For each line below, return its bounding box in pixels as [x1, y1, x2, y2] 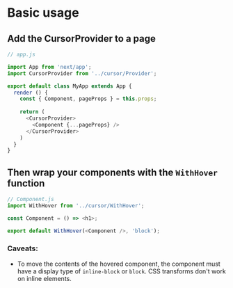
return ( [19, 109, 45, 115]
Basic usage [7, 5, 79, 21]
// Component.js [7, 196, 54, 203]
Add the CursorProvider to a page [7, 33, 156, 45]
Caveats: [7, 243, 38, 253]
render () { [13, 89, 49, 96]
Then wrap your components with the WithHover [7, 166, 218, 178]
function [7, 177, 45, 189]
